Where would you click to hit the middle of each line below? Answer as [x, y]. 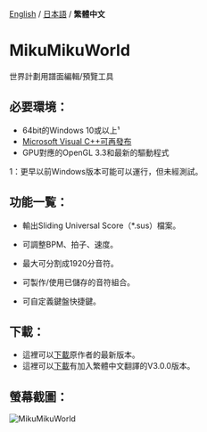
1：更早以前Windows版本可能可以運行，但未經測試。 [106, 171]
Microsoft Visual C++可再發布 [77, 141]
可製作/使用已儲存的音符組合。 [79, 282]
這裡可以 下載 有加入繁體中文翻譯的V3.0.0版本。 [108, 366]
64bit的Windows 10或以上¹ [71, 130]
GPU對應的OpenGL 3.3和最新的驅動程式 [95, 152]
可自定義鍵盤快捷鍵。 [61, 301]
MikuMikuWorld [70, 50]
